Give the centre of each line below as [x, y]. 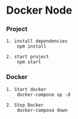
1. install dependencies [37, 41]
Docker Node [39, 10]
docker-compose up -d [43, 95]
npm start [29, 62]
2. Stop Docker [25, 105]
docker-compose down [42, 110]
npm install [32, 46]
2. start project [28, 57]
